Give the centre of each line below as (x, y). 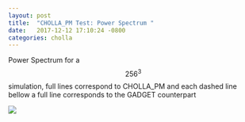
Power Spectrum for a (44, 60)
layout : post (30, 15)
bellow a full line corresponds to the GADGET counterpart (102, 94)
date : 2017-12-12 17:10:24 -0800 (67, 30)
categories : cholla (40, 38)
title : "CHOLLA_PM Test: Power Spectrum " (81, 23)
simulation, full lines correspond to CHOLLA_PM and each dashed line (123, 86)
